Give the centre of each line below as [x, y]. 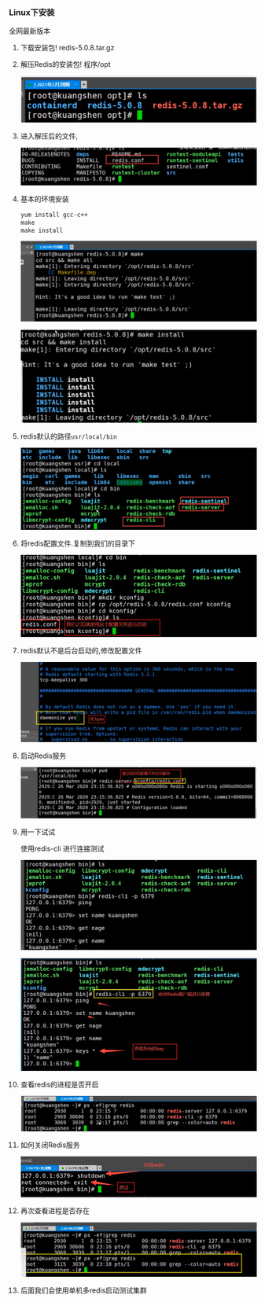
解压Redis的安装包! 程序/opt [65, 64]
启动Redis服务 [43, 756]
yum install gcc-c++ [54, 215]
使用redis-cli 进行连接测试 [62, 848]
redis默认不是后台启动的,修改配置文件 [81, 651]
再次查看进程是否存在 [55, 1210]
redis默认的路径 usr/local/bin [68, 436]
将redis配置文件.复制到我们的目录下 [78, 543]
